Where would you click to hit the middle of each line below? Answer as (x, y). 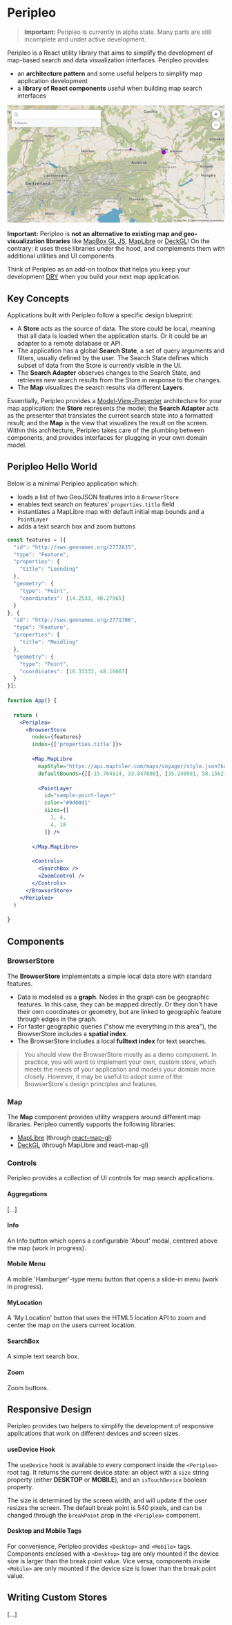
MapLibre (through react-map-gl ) (65, 1138)
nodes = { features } (57, 737)
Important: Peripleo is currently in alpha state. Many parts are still (118, 32)
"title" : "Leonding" (49, 569)
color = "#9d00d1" (67, 803)
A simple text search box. (43, 1356)
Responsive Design (49, 1410)
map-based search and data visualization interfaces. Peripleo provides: (109, 60)
